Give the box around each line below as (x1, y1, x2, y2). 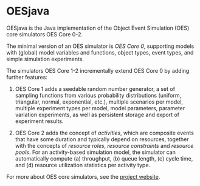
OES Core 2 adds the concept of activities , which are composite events (15, 129, 195, 136)
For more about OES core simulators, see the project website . (6, 173, 160, 180)
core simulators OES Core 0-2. (6, 30, 83, 38)
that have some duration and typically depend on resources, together (15, 135, 189, 143)
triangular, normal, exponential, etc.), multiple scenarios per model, (15, 98, 184, 105)
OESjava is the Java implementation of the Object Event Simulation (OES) (6, 24, 190, 32)
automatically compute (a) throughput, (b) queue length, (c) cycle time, (15, 154, 193, 162)
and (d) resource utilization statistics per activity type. (15, 161, 151, 168)
